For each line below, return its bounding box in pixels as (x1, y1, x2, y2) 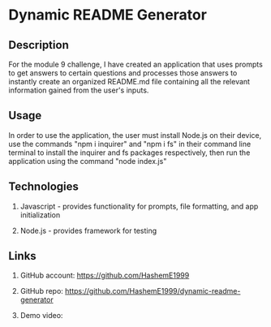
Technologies (8, 180, 80, 194)
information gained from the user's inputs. (8, 85, 149, 95)
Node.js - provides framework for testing (19, 226, 157, 235)
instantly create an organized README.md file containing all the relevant (8, 77, 250, 86)
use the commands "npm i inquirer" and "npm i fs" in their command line (8, 139, 252, 148)
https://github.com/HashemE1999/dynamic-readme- (64, 286, 241, 296)
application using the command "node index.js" (8, 156, 167, 166)
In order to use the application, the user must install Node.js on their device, (8, 130, 262, 140)
